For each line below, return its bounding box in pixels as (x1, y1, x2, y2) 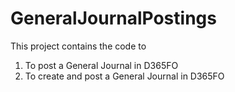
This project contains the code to (10, 40, 147, 52)
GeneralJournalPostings (10, 7, 217, 30)
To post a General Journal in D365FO (24, 59, 179, 71)
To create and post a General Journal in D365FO (24, 70, 225, 82)
